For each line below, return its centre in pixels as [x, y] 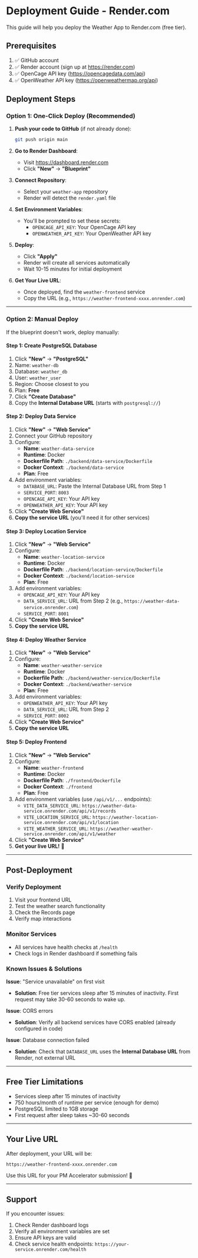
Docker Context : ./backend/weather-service [77, 684]
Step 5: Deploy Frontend [36, 742]
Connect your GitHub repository [53, 436]
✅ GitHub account [37, 60]
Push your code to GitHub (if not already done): [73, 129]
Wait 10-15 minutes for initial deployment [73, 269]
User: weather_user [38, 378]
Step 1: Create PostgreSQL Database [52, 346]
